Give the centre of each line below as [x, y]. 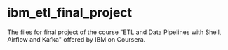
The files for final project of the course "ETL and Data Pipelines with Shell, [114, 32]
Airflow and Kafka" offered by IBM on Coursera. [76, 39]
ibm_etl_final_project [70, 13]
